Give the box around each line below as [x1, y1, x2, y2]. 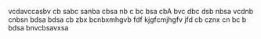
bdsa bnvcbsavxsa [8, 23, 69, 32]
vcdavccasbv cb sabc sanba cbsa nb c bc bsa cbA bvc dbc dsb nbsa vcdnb [8, 7, 254, 16]
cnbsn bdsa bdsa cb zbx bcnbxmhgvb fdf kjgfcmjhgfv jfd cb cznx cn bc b [8, 15, 247, 24]
